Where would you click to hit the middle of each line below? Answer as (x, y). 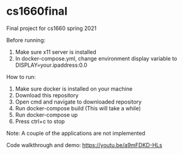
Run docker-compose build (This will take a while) (78, 108)
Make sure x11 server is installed (56, 52)
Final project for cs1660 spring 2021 (51, 28)
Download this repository (47, 95)
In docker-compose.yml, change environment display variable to (96, 58)
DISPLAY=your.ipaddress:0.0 (51, 65)
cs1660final (37, 11)
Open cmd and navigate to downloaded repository (78, 102)
